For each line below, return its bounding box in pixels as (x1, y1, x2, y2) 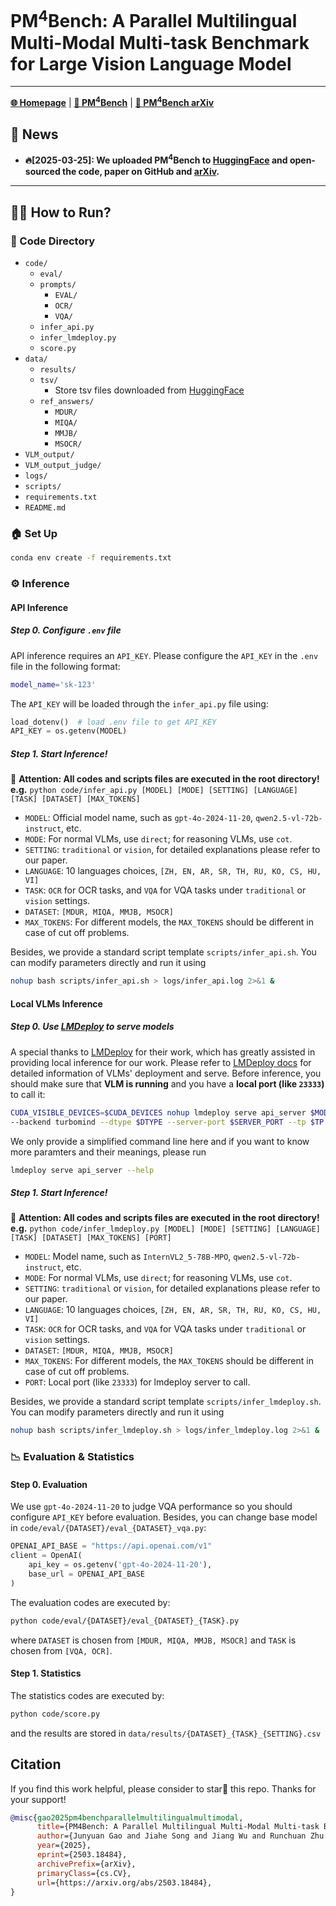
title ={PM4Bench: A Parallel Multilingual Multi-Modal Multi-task (36, 1822, 320, 1832)
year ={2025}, (36, 1841, 92, 1851)
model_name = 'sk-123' (10, 679, 97, 690)
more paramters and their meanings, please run (10, 1146, 207, 1158)
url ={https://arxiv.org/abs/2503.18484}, (36, 1877, 213, 1888)
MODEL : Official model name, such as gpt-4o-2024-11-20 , (24, 812, 254, 824)
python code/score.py (10, 1709, 101, 1719)
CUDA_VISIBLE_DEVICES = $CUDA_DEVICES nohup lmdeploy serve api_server (10, 1107, 307, 1118)
